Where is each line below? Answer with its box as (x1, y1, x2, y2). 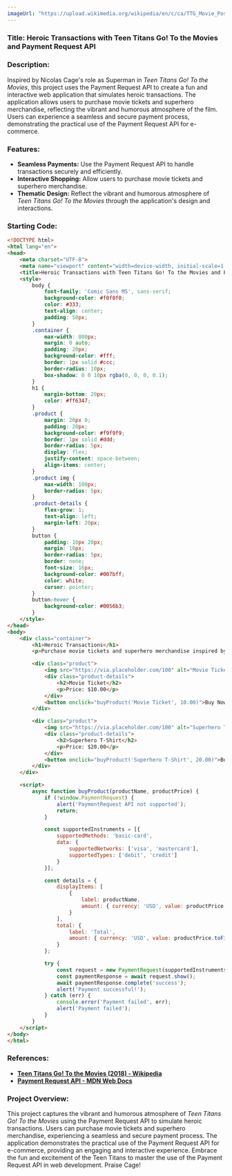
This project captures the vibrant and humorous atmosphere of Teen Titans (7, 1110, 222, 1118)
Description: (7, 60, 50, 70)
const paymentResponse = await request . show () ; (56, 973, 196, 980)
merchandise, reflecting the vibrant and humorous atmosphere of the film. (7, 105, 218, 113)
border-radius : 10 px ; (43, 365, 107, 372)
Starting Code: (7, 222, 57, 231)
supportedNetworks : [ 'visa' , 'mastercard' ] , (68, 845, 199, 853)
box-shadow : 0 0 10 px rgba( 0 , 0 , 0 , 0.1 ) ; (43, 372, 168, 378)
